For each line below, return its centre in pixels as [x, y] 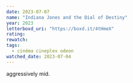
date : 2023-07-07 [28, 12]
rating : [16, 34]
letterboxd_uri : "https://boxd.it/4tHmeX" [60, 29]
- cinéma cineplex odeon [43, 51]
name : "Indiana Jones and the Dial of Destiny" [67, 17]
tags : [13, 46]
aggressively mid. [28, 73]
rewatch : [17, 40]
